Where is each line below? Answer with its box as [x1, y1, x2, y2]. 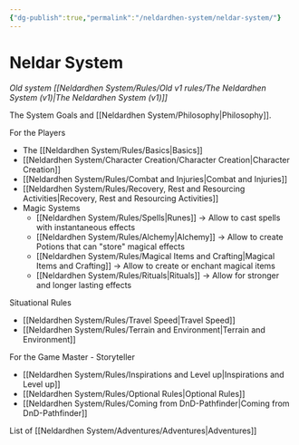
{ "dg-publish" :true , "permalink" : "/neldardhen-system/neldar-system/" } [9, 13, 282, 23]
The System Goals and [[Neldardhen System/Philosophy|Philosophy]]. [9, 110, 272, 121]
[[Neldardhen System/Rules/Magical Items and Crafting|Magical [35, 250, 275, 261]
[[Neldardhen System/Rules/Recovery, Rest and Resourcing [22, 183, 246, 194]
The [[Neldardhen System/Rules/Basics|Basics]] [22, 144, 203, 155]
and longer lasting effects [35, 279, 132, 290]
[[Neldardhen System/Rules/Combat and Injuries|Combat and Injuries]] [22, 173, 288, 184]
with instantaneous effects [35, 221, 136, 232]
